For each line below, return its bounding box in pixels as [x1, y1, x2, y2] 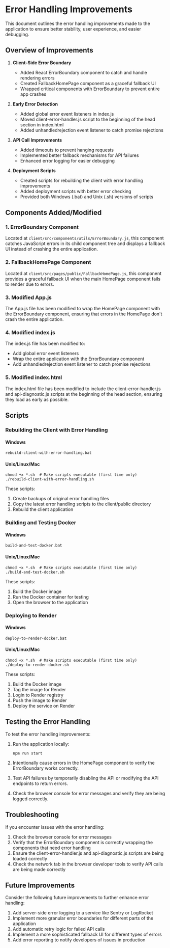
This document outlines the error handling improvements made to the [5, 20, 151, 26]
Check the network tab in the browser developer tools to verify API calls [12, 861, 163, 867]
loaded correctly [12, 855, 47, 861]
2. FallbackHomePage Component [5, 259, 91, 266]
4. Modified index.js [5, 329, 56, 336]
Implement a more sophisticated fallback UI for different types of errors [12, 931, 162, 938]
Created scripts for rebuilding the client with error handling [20, 177, 143, 183]
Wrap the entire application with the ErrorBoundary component [12, 356, 145, 362]
